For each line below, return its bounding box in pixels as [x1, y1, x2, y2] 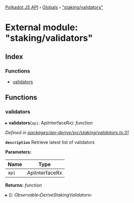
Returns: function [5, 182, 42, 188]
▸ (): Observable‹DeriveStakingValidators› [5, 191, 92, 197]
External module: [5, 22, 78, 33]
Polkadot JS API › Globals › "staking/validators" [5, 5, 103, 10]
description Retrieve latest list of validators [5, 139, 95, 145]
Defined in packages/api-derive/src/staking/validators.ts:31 [5, 129, 129, 135]
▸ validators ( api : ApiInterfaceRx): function [5, 120, 93, 126]
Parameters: [5, 149, 32, 155]
